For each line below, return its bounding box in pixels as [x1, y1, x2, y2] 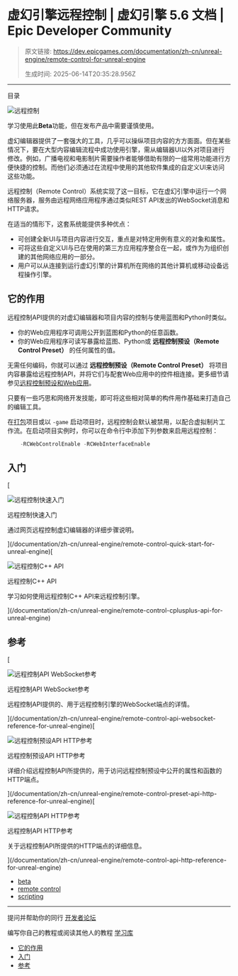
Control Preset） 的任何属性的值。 [17, 346, 119, 354]
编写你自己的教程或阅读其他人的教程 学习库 [7, 929, 133, 937]
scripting [17, 892, 44, 901]
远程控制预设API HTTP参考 [7, 751, 86, 760]
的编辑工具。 [7, 402, 45, 411]
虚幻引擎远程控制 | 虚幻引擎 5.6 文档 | [7, 7, 225, 23]
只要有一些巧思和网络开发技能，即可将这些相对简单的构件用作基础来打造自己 [7, 393, 231, 402]
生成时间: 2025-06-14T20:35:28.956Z [24, 69, 136, 78]
